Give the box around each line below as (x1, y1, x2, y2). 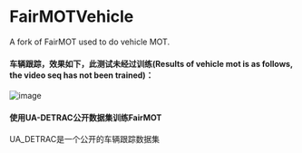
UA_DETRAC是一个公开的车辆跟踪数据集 (9, 134, 161, 145)
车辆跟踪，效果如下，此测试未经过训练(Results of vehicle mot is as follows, (9, 58, 293, 69)
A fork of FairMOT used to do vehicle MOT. (9, 36, 170, 47)
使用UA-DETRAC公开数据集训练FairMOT (9, 111, 162, 123)
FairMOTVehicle (9, 6, 134, 27)
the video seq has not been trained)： (9, 70, 154, 81)
